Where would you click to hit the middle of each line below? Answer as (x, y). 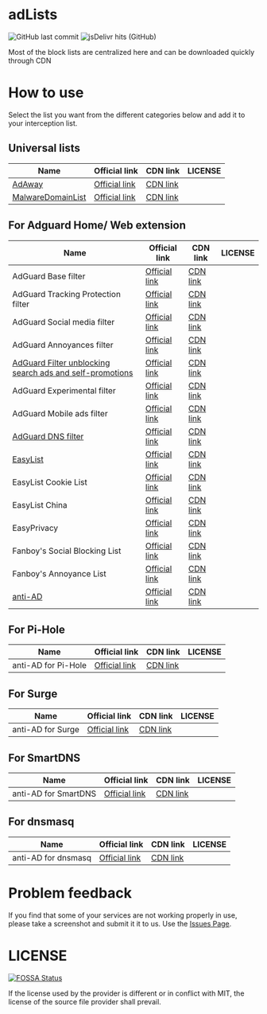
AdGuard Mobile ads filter (60, 413)
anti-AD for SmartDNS (54, 794)
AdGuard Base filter (49, 276)
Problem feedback (70, 893)
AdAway (28, 184)
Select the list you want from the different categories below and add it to (127, 115)
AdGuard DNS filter (48, 436)
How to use (46, 93)
